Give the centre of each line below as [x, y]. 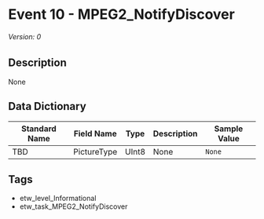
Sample [229, 129]
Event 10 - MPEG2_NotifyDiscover [122, 15]
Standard [38, 129]
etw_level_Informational [58, 199]
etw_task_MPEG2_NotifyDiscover [73, 206]
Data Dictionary [47, 106]
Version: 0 [25, 36]
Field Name [95, 133]
